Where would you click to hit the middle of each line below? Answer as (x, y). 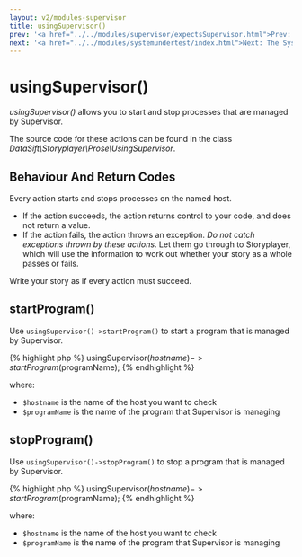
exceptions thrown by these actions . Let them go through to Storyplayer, (156, 244)
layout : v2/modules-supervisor (68, 18)
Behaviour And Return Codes (93, 177)
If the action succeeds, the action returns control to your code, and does (157, 216)
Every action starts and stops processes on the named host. (120, 198)
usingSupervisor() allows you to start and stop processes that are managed (149, 112)
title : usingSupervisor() (58, 26)
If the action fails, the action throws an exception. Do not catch (138, 235)
